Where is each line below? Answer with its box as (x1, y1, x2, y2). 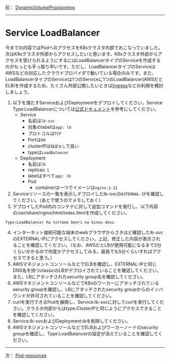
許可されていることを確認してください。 (30, 293, 115, 299)
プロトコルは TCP (27, 130, 62, 136)
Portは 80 (27, 136, 46, 143)
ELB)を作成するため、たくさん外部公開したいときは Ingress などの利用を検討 (5, 83, 163, 89)
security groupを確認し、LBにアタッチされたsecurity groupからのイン (12, 286, 159, 292)
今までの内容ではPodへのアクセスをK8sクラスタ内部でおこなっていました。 (5, 45, 163, 51)
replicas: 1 (27, 167, 50, 173)
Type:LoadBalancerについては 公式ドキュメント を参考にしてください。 (12, 106, 159, 112)
